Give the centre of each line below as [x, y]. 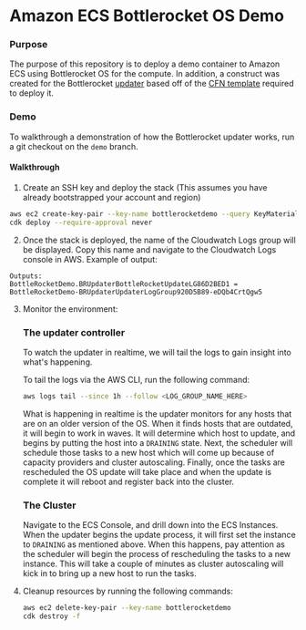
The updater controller [74, 332]
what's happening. [57, 362]
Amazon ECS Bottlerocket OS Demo [147, 16]
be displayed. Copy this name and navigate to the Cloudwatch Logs [149, 249]
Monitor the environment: [70, 309]
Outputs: [26, 276]
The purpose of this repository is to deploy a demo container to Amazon [145, 64]
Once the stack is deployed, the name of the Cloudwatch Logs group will [159, 240]
